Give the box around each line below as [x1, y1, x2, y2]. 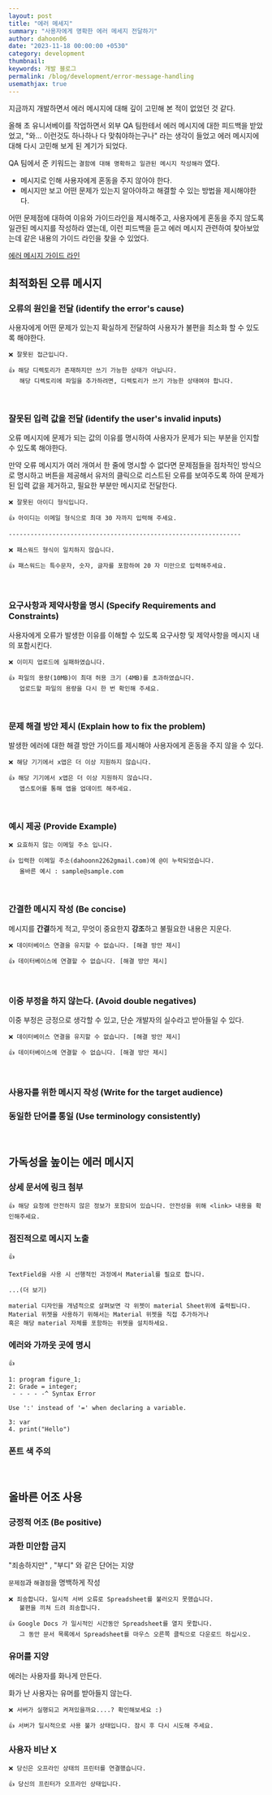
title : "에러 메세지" [8, 19, 73, 28]
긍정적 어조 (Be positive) [8, 1516, 102, 1528]
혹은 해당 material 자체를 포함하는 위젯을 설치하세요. [8, 1319, 169, 1328]
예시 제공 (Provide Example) [8, 821, 118, 832]
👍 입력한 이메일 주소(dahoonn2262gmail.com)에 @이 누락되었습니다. [8, 857, 215, 865]
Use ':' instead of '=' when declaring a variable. [8, 1404, 187, 1412]
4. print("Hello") [8, 1425, 71, 1434]
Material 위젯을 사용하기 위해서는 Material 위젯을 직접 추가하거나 [8, 1311, 209, 1319]
